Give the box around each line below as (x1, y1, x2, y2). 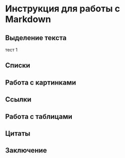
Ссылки (5, 95, 32, 104)
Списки (5, 61, 31, 70)
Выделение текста (5, 33, 67, 42)
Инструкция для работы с (5, 3, 120, 14)
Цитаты (5, 129, 31, 137)
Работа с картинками (5, 78, 76, 86)
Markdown (5, 13, 51, 25)
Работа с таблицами (5, 112, 73, 120)
